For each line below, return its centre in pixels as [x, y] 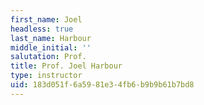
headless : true [42, 29]
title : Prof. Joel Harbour [66, 66]
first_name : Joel [46, 19]
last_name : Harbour [51, 38]
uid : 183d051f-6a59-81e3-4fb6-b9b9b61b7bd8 [102, 85]
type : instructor [46, 76]
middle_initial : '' [51, 47]
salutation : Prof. [48, 57]
